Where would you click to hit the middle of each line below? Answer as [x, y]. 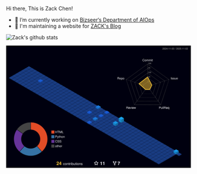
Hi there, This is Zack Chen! [40, 8]
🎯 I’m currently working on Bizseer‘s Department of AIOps [84, 20]
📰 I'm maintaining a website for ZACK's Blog [68, 26]
